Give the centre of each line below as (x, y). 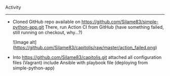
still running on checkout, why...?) (47, 32)
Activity (13, 7)
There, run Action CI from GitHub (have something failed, (104, 27)
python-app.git (28, 27)
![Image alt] (25, 42)
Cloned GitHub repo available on (47, 22)
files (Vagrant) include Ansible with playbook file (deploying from (80, 63)
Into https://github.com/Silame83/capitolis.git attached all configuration (87, 57)
